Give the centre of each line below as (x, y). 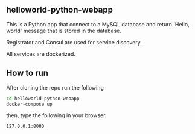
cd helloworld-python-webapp (43, 99)
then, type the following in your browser (56, 115)
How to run (27, 73)
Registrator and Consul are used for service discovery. (74, 42)
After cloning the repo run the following (55, 87)
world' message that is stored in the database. (64, 31)
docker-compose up (29, 104)
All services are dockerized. (41, 54)
